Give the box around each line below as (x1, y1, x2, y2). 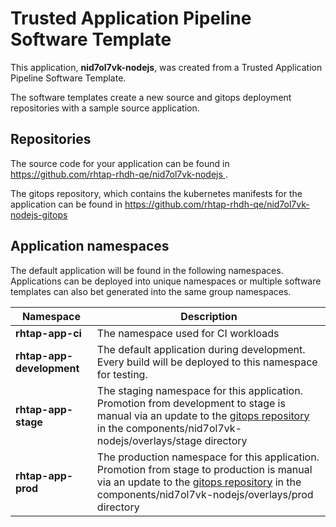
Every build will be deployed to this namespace (96, 355, 318, 369)
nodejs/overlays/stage (96, 433, 203, 447)
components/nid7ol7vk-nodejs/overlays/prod (96, 487, 314, 501)
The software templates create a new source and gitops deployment (10, 91, 292, 103)
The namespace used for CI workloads (96, 326, 280, 340)
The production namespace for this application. (96, 450, 320, 464)
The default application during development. (96, 342, 306, 356)
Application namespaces (10, 238, 170, 255)
